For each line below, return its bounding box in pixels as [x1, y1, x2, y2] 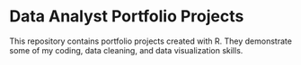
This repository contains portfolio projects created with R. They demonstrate [9, 36, 292, 46]
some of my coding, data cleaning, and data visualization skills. [9, 45, 243, 55]
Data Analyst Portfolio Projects [9, 6, 244, 27]
